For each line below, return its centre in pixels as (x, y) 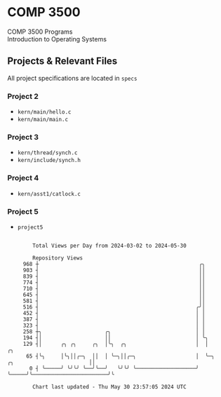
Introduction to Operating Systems (57, 39)
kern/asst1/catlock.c (49, 194)
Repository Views (58, 258)
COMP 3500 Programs (40, 32)
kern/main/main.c (43, 120)
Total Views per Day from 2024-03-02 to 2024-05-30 (110, 245)
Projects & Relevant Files (62, 61)
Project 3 (23, 137)
